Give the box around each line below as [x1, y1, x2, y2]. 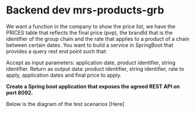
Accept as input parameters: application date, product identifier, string [6, 59, 176, 66]
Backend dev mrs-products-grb [6, 4, 165, 17]
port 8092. [6, 89, 33, 96]
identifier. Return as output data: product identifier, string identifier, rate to [6, 65, 184, 72]
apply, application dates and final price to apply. [6, 71, 122, 78]
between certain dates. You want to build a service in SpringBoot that [6, 42, 174, 49]
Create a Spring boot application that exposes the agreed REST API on [6, 83, 180, 90]
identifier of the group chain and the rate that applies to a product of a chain [6, 35, 190, 42]
